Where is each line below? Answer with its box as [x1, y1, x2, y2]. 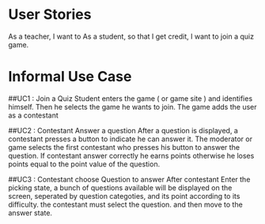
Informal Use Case [8, 68, 132, 86]
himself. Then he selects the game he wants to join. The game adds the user [8, 102, 257, 111]
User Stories [8, 6, 92, 24]
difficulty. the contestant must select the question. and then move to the [8, 200, 243, 209]
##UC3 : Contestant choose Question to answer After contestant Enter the [8, 174, 251, 184]
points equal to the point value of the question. [8, 159, 161, 169]
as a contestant [8, 110, 59, 120]
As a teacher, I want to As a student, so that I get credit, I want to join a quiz [8, 32, 255, 41]
